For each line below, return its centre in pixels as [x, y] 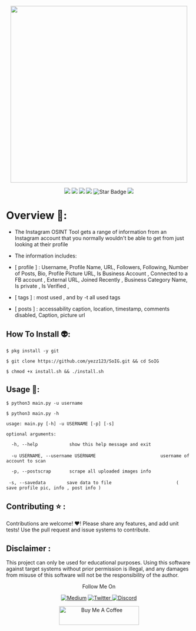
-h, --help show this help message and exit [81, 444]
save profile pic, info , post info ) [54, 488]
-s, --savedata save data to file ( [94, 483]
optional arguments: [31, 434]
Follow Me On [99, 587]
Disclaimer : [29, 548]
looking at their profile [41, 244]
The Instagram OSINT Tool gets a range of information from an [90, 232]
